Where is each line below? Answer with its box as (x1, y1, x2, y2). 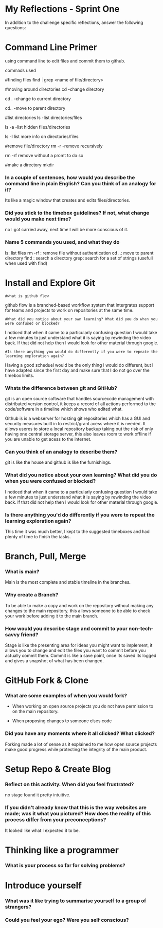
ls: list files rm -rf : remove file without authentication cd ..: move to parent (5, 250, 154, 256)
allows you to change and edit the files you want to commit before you (5, 647, 146, 653)
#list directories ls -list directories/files (5, 115, 82, 120)
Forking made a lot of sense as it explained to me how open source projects (5, 741, 157, 747)
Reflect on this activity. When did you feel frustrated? (5, 781, 134, 788)
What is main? (5, 568, 40, 575)
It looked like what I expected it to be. (5, 828, 80, 833)
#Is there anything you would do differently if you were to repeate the (5, 349, 158, 354)
